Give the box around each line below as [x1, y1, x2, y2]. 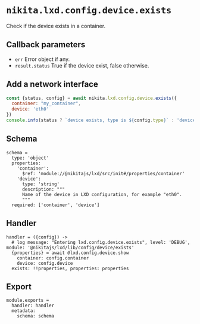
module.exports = [6, 298, 49, 304]
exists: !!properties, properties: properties [11, 265, 129, 271]
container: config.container [17, 255, 89, 261]
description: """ [21, 186, 65, 192]
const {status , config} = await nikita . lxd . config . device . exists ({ [6, 95, 177, 101]
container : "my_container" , [11, 100, 82, 106]
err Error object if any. [14, 56, 70, 63]
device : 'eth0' [11, 106, 49, 112]
